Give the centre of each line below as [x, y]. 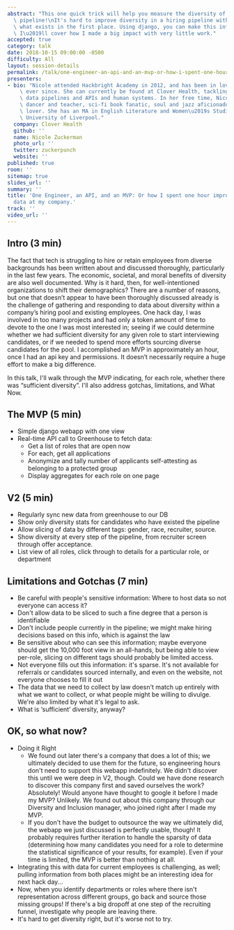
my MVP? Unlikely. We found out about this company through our [122, 800]
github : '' [29, 131]
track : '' [22, 209]
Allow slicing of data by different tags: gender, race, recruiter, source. [117, 530]
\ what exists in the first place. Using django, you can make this [115, 27]
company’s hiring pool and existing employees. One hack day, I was [104, 312]
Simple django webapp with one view [71, 431]
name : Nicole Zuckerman [48, 137]
